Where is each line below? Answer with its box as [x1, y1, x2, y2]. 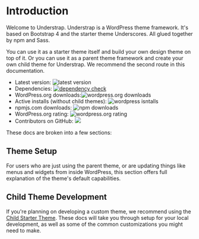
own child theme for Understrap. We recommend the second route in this [6, 61, 185, 68]
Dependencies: [14, 85, 52, 92]
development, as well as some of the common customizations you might [6, 221, 183, 228]
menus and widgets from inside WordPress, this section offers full [6, 168, 168, 175]
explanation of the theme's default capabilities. [6, 175, 121, 182]
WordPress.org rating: [14, 110, 69, 117]
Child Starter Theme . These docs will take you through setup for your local [6, 214, 189, 221]
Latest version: [14, 79, 52, 86]
